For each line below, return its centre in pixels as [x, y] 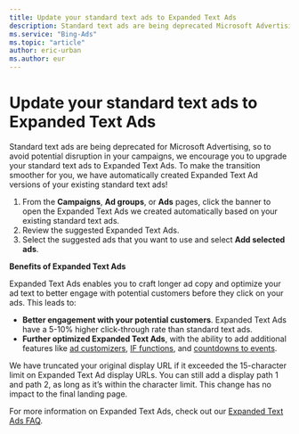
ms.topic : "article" [48, 42]
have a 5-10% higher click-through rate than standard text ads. [137, 329]
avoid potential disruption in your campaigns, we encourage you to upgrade [148, 156]
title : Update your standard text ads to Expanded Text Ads [123, 17]
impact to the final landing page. [69, 394]
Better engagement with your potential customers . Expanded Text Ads [154, 319]
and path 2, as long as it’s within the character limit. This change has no [140, 384]
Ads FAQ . [26, 421]
